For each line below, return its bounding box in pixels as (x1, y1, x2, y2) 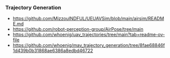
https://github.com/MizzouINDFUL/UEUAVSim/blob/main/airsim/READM (12, 16, 164, 22)
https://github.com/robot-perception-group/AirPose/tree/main (12, 26, 144, 32)
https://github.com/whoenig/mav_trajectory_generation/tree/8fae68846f (12, 42, 165, 48)
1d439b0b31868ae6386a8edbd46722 (12, 47, 93, 54)
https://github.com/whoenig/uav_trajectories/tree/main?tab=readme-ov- (12, 32, 165, 38)
